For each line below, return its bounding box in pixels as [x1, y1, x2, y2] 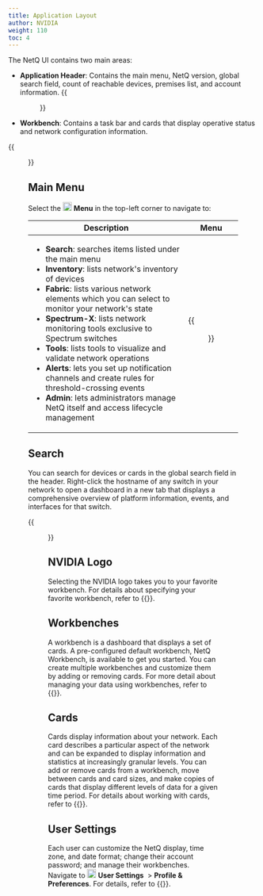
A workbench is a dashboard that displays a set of [48, 638, 212, 647]
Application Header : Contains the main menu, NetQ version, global [19, 71, 240, 80]
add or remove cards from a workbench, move [48, 766, 200, 775]
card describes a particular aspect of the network [48, 741, 210, 750]
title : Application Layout [8, 11, 97, 20]
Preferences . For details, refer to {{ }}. [48, 879, 171, 889]
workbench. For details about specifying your [48, 584, 196, 595]
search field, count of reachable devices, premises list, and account [19, 79, 242, 89]
